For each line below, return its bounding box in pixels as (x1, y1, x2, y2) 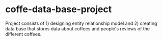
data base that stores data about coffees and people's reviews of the (5, 25, 150, 31)
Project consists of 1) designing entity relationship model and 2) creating (5, 20, 157, 26)
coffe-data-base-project (5, 4, 112, 15)
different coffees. (5, 31, 42, 37)
